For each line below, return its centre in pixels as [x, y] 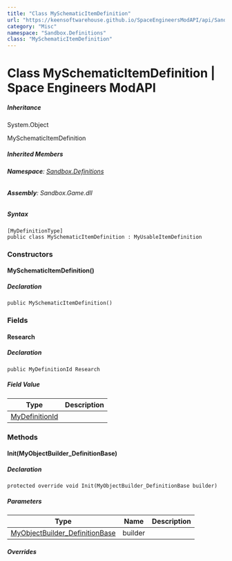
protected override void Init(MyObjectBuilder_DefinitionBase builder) [112, 486]
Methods [22, 437]
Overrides [22, 551]
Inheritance [24, 107]
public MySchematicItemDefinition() [60, 303]
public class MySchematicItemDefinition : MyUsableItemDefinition [105, 237]
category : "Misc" [32, 26]
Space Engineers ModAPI [82, 88]
